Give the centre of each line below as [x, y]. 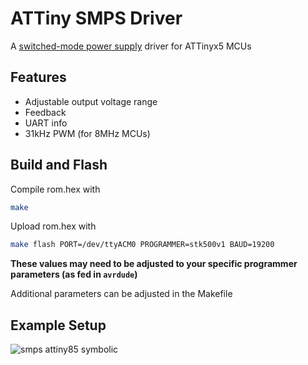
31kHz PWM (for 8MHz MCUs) [87, 133]
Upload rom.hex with [53, 226]
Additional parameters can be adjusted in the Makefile [121, 294]
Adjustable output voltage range [91, 101]
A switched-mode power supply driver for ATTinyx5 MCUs [131, 46]
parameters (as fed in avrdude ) [74, 274]
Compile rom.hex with [55, 189]
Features [38, 77]
